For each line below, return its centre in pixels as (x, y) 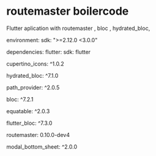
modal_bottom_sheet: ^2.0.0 (42, 147)
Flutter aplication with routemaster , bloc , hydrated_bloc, (78, 28)
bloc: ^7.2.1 (20, 99)
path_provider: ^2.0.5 (33, 87)
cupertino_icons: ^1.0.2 (35, 64)
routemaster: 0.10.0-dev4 (38, 135)
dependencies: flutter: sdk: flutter (48, 52)
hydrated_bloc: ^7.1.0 (32, 75)
